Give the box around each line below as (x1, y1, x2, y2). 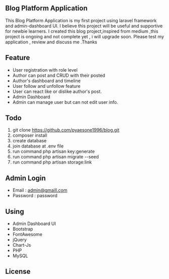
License (5, 267, 31, 276)
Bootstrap (12, 226, 33, 232)
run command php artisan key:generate (12, 148, 95, 154)
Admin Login (5, 174, 46, 182)
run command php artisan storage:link (12, 159, 92, 165)
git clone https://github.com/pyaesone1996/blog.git (12, 127, 120, 133)
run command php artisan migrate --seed (12, 154, 99, 160)
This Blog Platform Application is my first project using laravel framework (5, 17, 157, 23)
